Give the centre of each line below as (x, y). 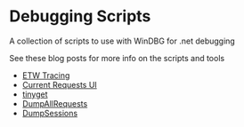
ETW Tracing (46, 75)
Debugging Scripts (80, 16)
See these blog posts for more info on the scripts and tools (117, 58)
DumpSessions (50, 113)
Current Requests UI (60, 84)
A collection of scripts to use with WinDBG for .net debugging (122, 41)
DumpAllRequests (55, 103)
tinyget (35, 94)
